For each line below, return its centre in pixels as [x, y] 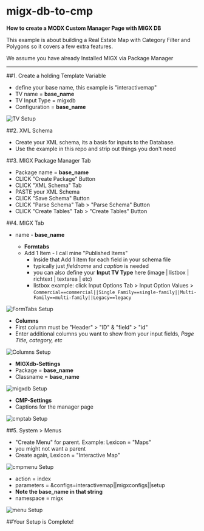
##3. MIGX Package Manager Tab [49, 160]
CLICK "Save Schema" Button [52, 198]
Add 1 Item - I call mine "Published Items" [76, 253]
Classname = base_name [47, 376]
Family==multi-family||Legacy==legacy [82, 297]
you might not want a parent [50, 448]
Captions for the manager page [54, 407]
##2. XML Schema [29, 130]
